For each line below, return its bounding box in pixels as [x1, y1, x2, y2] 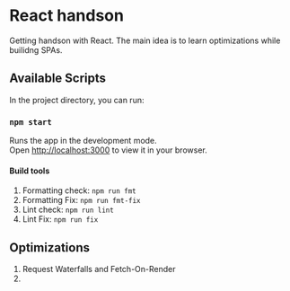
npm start [9, 117, 52, 127]
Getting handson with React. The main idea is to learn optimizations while [9, 35, 281, 46]
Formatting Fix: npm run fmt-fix [22, 195, 141, 206]
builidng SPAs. [9, 44, 63, 55]
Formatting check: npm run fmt [22, 185, 136, 196]
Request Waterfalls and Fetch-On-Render [22, 264, 176, 275]
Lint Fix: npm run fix [22, 214, 99, 225]
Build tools [9, 165, 50, 176]
